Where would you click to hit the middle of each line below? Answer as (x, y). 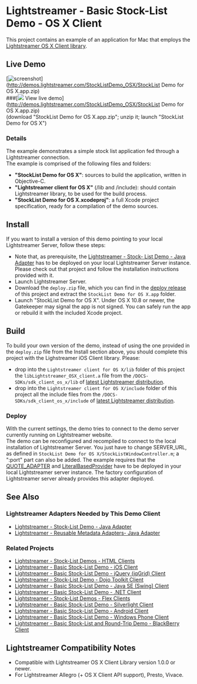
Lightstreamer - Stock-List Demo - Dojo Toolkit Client (79, 579)
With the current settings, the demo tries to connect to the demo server (93, 428)
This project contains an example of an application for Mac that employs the (98, 39)
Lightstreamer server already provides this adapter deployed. (80, 478)
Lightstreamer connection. (38, 158)
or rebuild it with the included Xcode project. (69, 312)
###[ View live (26, 98)
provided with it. (34, 275)
